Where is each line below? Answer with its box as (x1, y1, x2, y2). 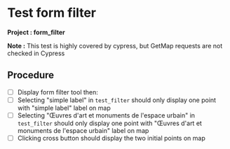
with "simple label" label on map (17, 104, 111, 112)
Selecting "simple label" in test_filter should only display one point (17, 96, 216, 104)
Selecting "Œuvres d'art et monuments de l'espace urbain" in (17, 111, 195, 120)
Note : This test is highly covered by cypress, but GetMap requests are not (7, 41, 223, 50)
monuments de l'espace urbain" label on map (17, 126, 149, 134)
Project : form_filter (7, 28, 65, 36)
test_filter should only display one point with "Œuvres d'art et (17, 119, 202, 127)
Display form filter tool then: (17, 87, 98, 96)
